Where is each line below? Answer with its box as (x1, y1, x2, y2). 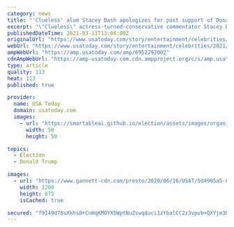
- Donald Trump (13, 158, 58, 166)
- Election (13, 152, 45, 159)
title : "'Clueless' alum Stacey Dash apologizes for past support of (7, 17, 214, 24)
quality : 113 (7, 68, 45, 75)
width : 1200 (19, 184, 54, 191)
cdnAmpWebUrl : (7, 56, 49, 63)
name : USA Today (13, 100, 61, 108)
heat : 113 (7, 75, 36, 82)
